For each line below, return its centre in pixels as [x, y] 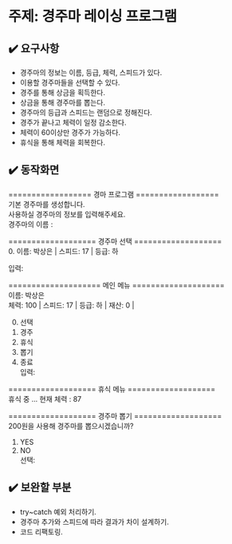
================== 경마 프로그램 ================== [114, 194]
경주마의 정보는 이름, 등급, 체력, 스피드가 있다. [91, 72]
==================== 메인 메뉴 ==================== [116, 285]
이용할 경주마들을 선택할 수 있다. [70, 82]
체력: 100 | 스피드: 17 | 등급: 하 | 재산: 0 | [71, 305]
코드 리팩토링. [41, 531]
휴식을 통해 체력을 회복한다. [63, 142]
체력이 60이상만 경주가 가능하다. [70, 132]
